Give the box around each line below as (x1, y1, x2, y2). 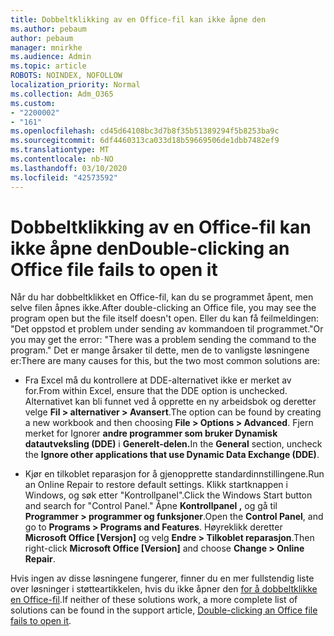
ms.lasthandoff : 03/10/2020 (10, 163, 128, 173)
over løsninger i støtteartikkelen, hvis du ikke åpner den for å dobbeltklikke (10, 583, 318, 595)
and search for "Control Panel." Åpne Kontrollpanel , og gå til (24, 500, 278, 512)
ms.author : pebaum (10, 24, 87, 34)
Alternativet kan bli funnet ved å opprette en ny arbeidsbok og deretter (24, 396, 317, 408)
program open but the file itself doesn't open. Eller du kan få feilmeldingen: (10, 312, 320, 325)
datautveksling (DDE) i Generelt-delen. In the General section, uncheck (24, 438, 323, 450)
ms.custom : (10, 98, 56, 108)
